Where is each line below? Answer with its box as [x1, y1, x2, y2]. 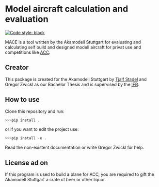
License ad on [5, 158, 48, 167]
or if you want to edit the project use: [5, 126, 79, 132]
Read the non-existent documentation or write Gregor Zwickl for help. [5, 144, 144, 151]
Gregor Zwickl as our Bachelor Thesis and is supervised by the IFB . [5, 81, 140, 87]
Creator [5, 63, 29, 72]
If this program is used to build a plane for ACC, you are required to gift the [5, 171, 154, 177]
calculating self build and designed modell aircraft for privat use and [5, 44, 142, 50]
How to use [5, 95, 40, 104]
